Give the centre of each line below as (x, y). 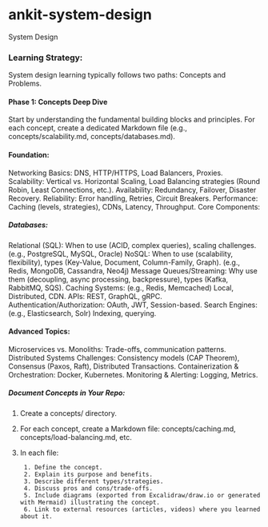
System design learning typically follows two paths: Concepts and (117, 75)
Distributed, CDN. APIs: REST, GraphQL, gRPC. (85, 296)
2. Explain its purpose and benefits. (88, 474)
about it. (36, 516)
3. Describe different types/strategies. (94, 481)
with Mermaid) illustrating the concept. (90, 502)
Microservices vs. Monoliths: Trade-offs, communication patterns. (117, 349)
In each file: (39, 453)
